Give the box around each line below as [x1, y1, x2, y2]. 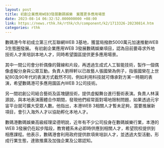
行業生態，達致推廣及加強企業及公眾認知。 [9, 138, 95, 144]
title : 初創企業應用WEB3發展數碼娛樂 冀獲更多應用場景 [5, 12, 106, 17]
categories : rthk [5, 25, 41, 30]
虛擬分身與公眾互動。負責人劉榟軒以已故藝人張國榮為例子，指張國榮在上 [9, 68, 155, 74]
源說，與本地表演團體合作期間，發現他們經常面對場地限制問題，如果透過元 [5, 97, 155, 103]
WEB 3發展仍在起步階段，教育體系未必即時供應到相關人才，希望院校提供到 [5, 126, 155, 131]
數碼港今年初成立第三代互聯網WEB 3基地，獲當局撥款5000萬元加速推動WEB [5, 40, 159, 45]
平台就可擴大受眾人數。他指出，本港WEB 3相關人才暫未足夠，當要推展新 [9, 103, 155, 109]
